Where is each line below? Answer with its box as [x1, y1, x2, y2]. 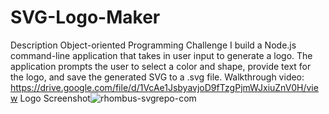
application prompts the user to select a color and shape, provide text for [10, 60, 312, 72]
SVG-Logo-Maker [10, 6, 161, 29]
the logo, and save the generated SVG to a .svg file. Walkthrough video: [10, 71, 305, 83]
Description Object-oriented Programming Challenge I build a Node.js [10, 39, 297, 51]
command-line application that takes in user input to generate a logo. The [10, 49, 313, 61]
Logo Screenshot [19, 92, 91, 104]
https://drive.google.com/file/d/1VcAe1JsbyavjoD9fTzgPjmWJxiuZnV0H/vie [10, 81, 319, 93]
